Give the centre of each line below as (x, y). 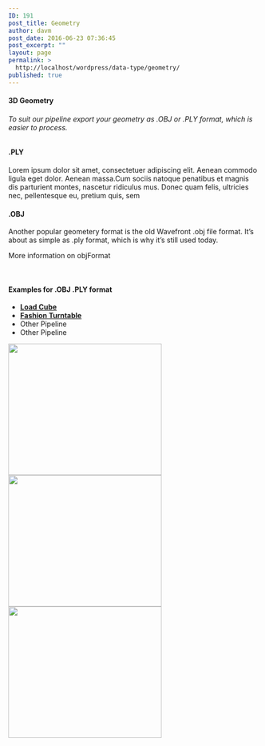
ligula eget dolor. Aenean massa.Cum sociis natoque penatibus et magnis (129, 179)
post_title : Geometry (44, 23)
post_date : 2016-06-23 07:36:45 (62, 38)
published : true (35, 75)
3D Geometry (31, 101)
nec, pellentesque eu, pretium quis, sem (74, 196)
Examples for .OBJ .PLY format (60, 289)
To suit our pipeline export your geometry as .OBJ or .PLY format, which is (131, 119)
